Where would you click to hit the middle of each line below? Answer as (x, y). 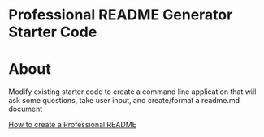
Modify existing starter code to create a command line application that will (132, 92)
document (26, 109)
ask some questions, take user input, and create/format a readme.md (124, 101)
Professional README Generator (121, 15)
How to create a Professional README (72, 125)
